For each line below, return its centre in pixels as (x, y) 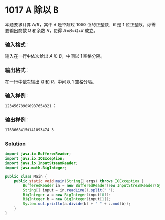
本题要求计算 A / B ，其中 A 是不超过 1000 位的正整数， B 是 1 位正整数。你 (78, 24)
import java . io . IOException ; (35, 159)
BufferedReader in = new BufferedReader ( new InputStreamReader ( (90, 186)
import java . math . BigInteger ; (36, 168)
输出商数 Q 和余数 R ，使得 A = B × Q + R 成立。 (54, 30)
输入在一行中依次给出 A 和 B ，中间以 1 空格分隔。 (55, 56)
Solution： (18, 144)
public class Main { (26, 176)
